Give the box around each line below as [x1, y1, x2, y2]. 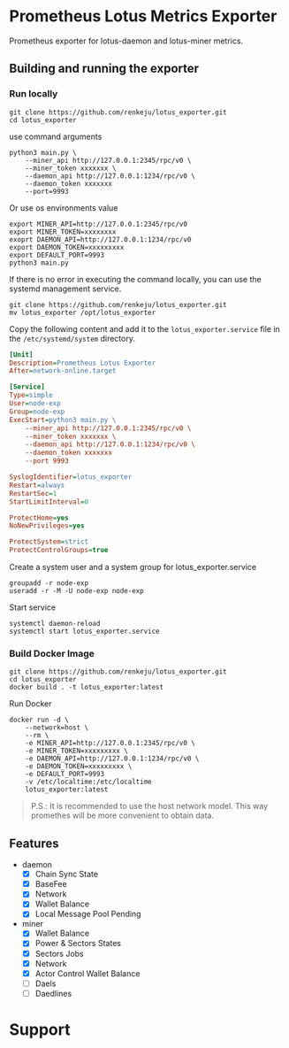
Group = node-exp [9, 407, 65, 416]
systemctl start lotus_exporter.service [9, 627, 161, 636]
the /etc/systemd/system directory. [9, 333, 135, 343]
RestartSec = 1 [9, 489, 57, 497]
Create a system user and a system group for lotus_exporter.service [9, 562, 257, 572]
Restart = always [9, 481, 65, 489]
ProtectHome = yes [9, 513, 69, 522]
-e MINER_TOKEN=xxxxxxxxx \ [25, 746, 128, 756]
